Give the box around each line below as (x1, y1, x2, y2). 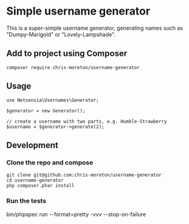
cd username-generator (6, 177, 64, 183)
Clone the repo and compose (6, 158, 94, 166)
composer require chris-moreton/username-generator (6, 64, 140, 70)
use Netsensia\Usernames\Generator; (6, 97, 99, 103)
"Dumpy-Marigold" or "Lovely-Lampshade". (6, 30, 116, 38)
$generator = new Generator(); (6, 107, 86, 114)
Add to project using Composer (6, 49, 128, 59)
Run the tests (6, 197, 47, 205)
